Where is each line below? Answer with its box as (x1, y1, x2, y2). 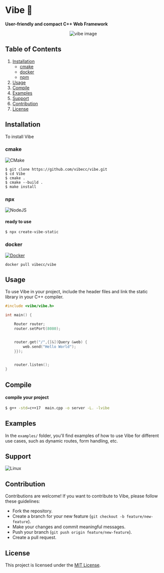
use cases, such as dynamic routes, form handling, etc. (5, 438, 118, 444)
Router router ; (14, 322, 46, 327)
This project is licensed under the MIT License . (5, 562, 101, 568)
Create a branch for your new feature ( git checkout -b (12, 513, 125, 519)
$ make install (5, 184, 37, 189)
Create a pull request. (12, 535, 57, 541)
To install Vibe (5, 133, 34, 139)
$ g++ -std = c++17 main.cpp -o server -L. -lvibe (5, 405, 110, 410)
